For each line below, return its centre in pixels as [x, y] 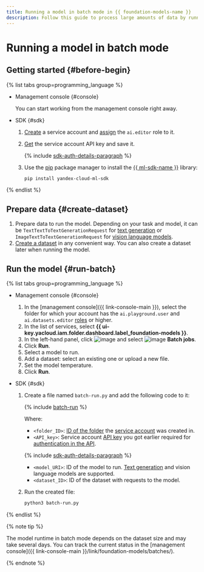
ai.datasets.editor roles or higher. [68, 320]
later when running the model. [53, 249]
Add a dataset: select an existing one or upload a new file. [97, 359]
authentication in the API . [65, 444]
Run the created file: [49, 492]
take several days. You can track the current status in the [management [96, 545]
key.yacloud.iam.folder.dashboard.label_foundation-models [102, 333]
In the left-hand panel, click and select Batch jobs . [110, 339]
